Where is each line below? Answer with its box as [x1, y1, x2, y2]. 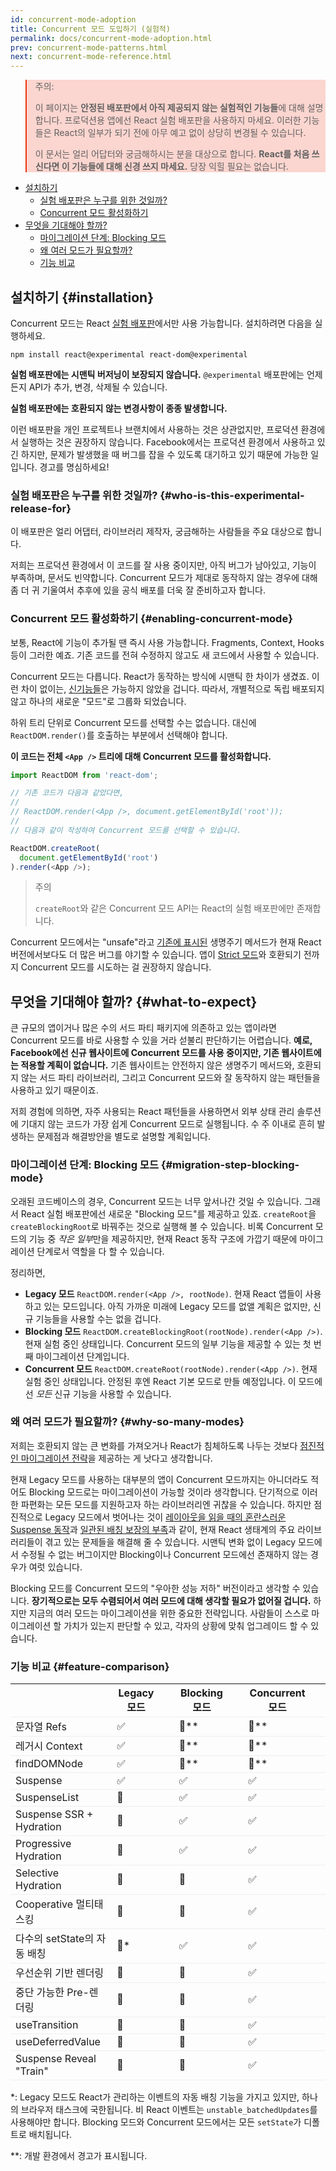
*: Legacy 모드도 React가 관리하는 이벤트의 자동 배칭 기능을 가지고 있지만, [10, 2091, 300, 2103]
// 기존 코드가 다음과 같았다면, [10, 788, 125, 798]
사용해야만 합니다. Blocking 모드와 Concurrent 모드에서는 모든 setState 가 [10, 2116, 302, 2128]
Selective [15, 1866, 60, 1880]
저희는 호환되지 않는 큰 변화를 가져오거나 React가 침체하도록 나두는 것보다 [10, 1439, 298, 1451]
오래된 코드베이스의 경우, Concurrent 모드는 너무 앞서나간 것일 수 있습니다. [10, 1195, 302, 1207]
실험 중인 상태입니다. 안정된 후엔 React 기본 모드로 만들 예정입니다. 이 [24, 1375, 297, 1387]
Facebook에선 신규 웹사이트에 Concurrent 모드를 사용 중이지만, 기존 [10, 1047, 280, 1059]
